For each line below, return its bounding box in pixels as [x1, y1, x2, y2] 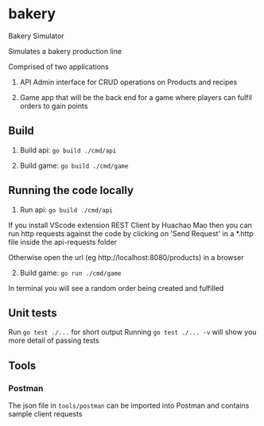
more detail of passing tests [8, 335, 99, 346]
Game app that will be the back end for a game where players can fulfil [19, 92, 252, 102]
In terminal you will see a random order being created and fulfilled [8, 283, 224, 292]
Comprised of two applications [8, 61, 109, 72]
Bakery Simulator [8, 31, 65, 41]
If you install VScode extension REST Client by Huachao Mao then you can [8, 220, 253, 230]
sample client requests [8, 409, 83, 419]
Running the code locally [8, 184, 134, 197]
